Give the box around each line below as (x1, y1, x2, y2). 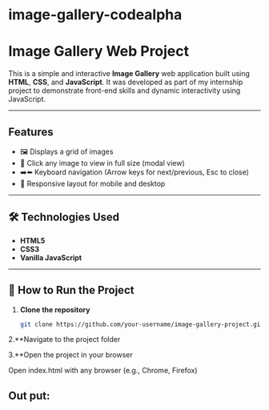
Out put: (8, 388, 50, 402)
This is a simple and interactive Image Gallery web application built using (8, 69, 251, 78)
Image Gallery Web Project (8, 42, 190, 61)
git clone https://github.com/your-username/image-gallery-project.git (19, 320, 264, 328)
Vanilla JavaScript (19, 252, 82, 262)
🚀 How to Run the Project (8, 283, 134, 297)
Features (8, 125, 54, 139)
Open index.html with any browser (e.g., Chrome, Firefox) (8, 366, 198, 376)
